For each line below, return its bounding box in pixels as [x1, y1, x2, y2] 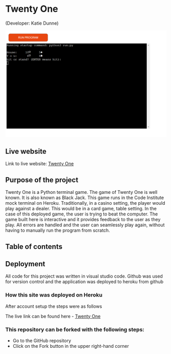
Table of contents [5, 242, 62, 251]
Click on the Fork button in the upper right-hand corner [12, 343, 129, 349]
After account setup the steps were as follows [5, 303, 102, 309]
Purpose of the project [5, 175, 78, 184]
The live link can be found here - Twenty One [5, 313, 101, 319]
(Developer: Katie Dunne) [5, 20, 59, 26]
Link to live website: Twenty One [5, 161, 74, 167]
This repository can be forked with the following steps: [5, 326, 145, 333]
